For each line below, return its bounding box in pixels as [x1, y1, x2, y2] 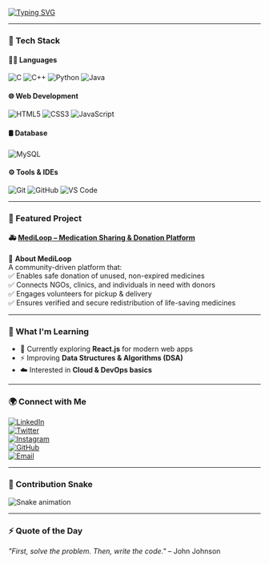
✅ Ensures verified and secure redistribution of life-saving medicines [8, 297, 236, 308]
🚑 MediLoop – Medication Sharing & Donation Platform [8, 233, 196, 243]
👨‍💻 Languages [8, 54, 58, 64]
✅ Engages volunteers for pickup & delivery [8, 288, 152, 298]
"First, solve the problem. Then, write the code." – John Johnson [8, 546, 221, 556]
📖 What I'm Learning [8, 325, 90, 336]
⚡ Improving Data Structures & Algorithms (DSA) [19, 353, 184, 363]
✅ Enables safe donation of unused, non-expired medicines [8, 271, 206, 280]
